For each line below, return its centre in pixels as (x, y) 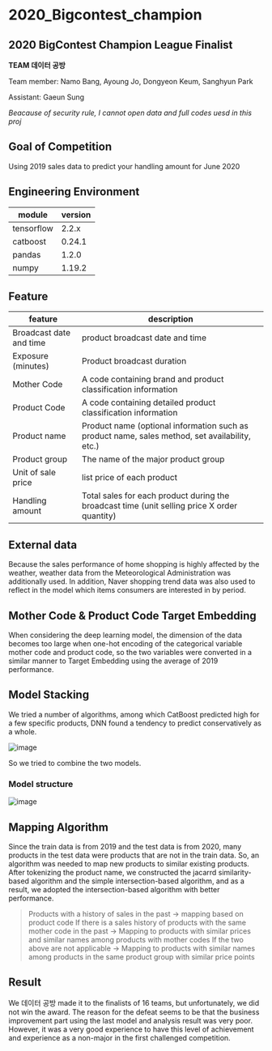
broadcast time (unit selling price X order (160, 506)
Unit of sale (34, 473)
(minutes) (31, 366)
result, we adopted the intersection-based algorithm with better (114, 889)
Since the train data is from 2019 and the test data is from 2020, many (125, 846)
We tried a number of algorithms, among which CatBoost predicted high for (134, 714)
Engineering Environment (74, 192)
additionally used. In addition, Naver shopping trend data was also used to (132, 581)
